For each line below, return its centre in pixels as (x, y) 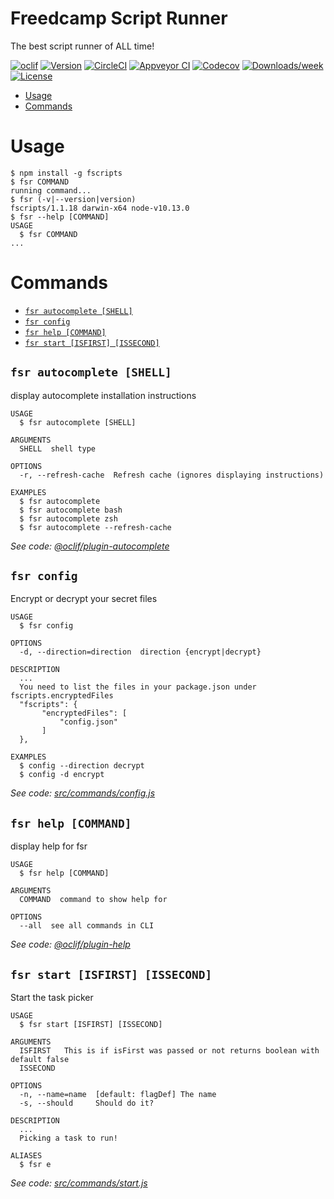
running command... (51, 190)
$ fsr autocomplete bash (71, 510)
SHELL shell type (58, 448)
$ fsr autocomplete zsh (68, 518)
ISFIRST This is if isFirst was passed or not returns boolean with (169, 1051)
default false (40, 1060)
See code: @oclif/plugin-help (70, 944)
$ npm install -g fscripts (66, 173)
